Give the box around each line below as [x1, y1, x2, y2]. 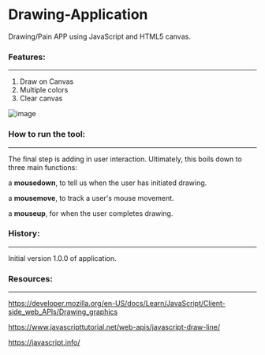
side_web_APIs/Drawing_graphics [8, 307, 118, 317]
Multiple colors [19, 85, 69, 95]
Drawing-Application [8, 6, 148, 24]
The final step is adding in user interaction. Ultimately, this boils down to [8, 154, 242, 164]
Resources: [8, 273, 53, 284]
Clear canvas [19, 93, 63, 104]
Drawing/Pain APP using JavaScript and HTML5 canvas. [8, 32, 191, 41]
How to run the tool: [8, 129, 86, 140]
